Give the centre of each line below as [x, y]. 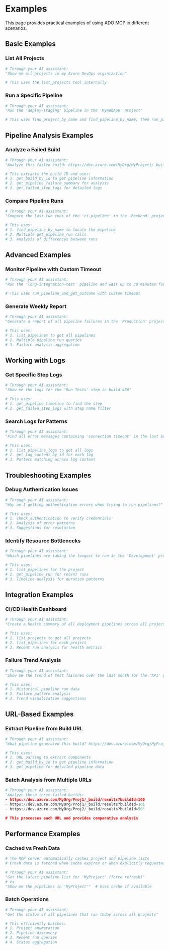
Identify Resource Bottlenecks [43, 541]
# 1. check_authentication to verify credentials [58, 519]
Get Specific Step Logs [34, 374]
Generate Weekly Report [36, 306]
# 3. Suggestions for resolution [40, 528]
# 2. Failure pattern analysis [38, 694]
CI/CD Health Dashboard [36, 609]
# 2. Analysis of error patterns [40, 523]
